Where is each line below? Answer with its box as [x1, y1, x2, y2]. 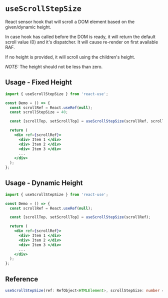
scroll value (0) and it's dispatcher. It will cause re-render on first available [5, 39, 158, 45]
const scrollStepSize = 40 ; [9, 109, 68, 115]
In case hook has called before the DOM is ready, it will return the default [5, 33, 156, 39]
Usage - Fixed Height [5, 78, 72, 86]
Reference [5, 274, 38, 283]
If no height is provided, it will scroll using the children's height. [5, 54, 135, 60]
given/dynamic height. [5, 24, 51, 30]
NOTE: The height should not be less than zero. [5, 63, 103, 69]
